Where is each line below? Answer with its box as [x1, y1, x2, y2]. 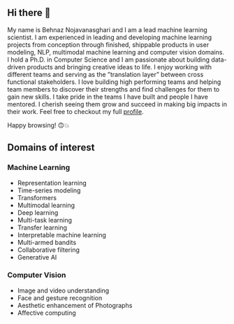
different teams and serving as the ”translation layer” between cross [7, 70, 204, 78]
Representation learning [17, 178, 87, 187]
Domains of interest [7, 141, 95, 154]
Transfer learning [17, 223, 68, 232]
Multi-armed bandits [17, 238, 77, 246]
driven [7, 62, 26, 71]
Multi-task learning [17, 216, 72, 224]
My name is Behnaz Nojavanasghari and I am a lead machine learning [7, 25, 207, 34]
